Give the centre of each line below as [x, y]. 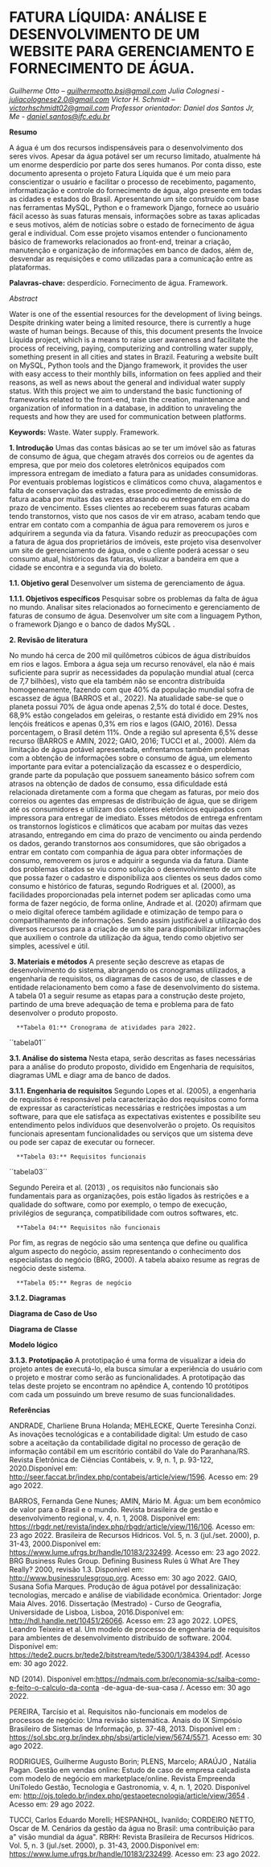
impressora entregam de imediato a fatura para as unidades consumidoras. [133, 473]
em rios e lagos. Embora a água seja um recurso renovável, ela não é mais [132, 664]
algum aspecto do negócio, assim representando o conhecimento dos [125, 1251]
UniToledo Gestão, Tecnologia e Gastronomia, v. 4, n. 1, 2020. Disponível [129, 1787]
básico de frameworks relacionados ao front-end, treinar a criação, [120, 241]
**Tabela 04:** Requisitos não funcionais [88, 1228]
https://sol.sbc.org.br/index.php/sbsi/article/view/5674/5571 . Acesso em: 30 [135, 1737]
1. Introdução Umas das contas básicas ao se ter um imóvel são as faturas [133, 447]
